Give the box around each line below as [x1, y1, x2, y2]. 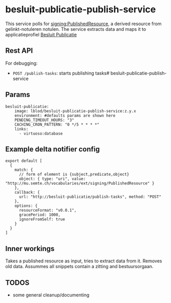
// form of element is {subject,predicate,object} [18, 172, 130, 177]
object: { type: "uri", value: [18, 176, 86, 182]
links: [14, 126, 29, 131]
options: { [14, 203, 38, 209]
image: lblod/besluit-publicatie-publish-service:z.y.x [14, 108, 137, 113]
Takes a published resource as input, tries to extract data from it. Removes [5, 258, 162, 264]
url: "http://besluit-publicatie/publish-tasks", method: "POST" [18, 194, 161, 200]
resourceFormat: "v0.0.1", [18, 208, 77, 213]
